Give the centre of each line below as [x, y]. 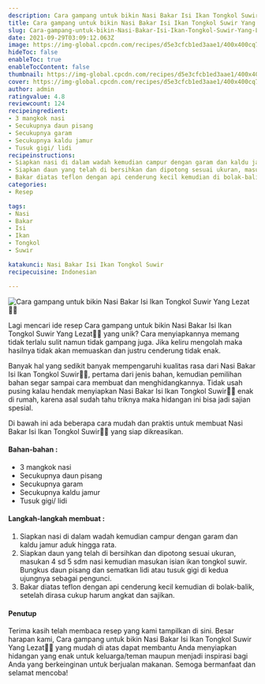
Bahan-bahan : [33, 450]
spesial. [21, 407]
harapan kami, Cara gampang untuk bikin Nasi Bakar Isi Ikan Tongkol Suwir [130, 639]
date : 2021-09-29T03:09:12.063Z [61, 38]
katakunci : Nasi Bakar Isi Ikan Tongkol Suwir [86, 265]
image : [19, 45]
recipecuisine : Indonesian [52, 272]
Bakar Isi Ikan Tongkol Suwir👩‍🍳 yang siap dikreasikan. [96, 431]
